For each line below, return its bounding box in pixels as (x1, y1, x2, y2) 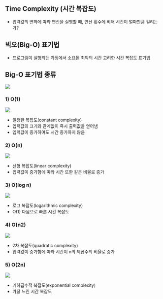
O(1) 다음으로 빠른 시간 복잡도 (12, 209, 69, 215)
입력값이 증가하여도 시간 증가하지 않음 (12, 129, 85, 135)
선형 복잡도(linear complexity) (12, 163, 71, 169)
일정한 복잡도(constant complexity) (12, 117, 82, 123)
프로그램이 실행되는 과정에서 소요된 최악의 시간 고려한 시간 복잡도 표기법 (12, 55, 151, 61)
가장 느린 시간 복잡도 (12, 288, 52, 294)
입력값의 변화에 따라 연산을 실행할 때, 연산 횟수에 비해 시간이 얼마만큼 (12, 19, 145, 25)
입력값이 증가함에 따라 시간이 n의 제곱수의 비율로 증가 (12, 248, 115, 255)
